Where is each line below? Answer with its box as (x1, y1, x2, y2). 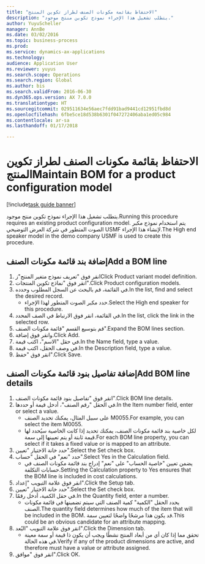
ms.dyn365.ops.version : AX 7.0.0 (6, 94, 92, 100)
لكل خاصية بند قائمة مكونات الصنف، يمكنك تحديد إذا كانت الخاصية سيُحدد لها (24, 427, 196, 434)
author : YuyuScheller (6, 20, 62, 26)
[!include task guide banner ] (6, 201, 76, 208)
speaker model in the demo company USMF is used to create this (6, 232, 171, 239)
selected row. (15, 318, 50, 325)
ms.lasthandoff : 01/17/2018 (6, 123, 78, 129)
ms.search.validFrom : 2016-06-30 (6, 89, 92, 95)
